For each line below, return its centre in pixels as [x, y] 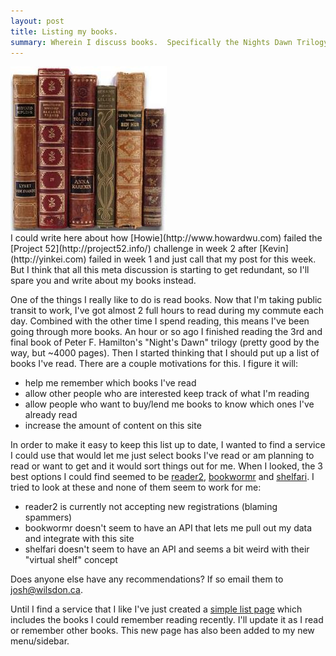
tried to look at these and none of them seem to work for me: [136, 487]
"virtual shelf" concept [71, 560]
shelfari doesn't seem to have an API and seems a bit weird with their [167, 549]
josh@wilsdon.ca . [46, 590]
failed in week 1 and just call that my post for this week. [202, 259]
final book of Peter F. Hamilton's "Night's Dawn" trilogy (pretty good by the [165, 342]
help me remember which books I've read [110, 383]
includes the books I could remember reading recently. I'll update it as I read [167, 620]
